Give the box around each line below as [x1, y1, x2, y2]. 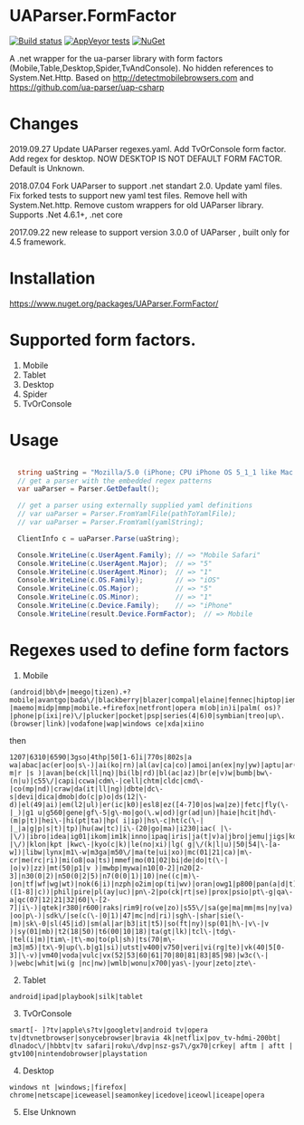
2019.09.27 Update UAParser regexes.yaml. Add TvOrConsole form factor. [9, 143, 287, 154]
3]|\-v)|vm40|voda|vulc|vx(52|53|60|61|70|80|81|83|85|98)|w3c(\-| [9, 950, 270, 960]
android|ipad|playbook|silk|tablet [9, 992, 144, 1001]
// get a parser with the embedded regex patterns [17, 476, 213, 486]
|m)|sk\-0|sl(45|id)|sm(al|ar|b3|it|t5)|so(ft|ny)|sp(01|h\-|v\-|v [9, 918, 270, 928]
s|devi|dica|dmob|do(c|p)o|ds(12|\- [9, 792, 147, 802]
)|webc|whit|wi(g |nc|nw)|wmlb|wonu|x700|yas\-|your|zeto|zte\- [9, 958, 257, 967]
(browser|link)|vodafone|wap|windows [9, 719, 152, 728]
